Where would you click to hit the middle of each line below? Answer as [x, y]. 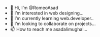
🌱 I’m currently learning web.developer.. [52, 18]
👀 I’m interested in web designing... [47, 13]
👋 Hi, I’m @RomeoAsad [34, 8]
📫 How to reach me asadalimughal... [49, 29]
